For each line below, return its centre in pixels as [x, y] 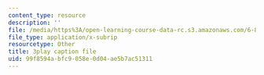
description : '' [35, 23]
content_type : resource [47, 15]
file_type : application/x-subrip [63, 37]
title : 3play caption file [52, 52]
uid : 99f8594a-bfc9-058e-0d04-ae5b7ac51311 [81, 59]
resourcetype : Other [42, 45]
